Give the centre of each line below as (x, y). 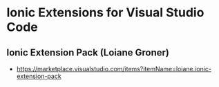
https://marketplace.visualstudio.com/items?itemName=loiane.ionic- (114, 69)
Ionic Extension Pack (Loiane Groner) (88, 52)
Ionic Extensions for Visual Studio (105, 13)
